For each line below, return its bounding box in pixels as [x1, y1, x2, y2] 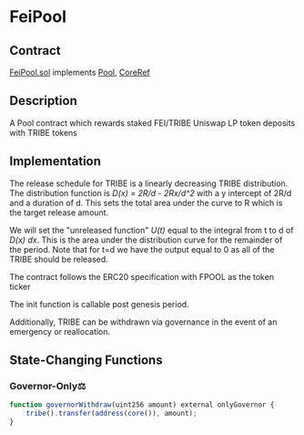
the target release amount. [9, 207, 109, 218]
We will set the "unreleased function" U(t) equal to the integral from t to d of [9, 224, 294, 235]
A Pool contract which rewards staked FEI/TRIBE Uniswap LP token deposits [9, 117, 296, 129]
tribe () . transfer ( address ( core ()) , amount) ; [25, 409, 198, 419]
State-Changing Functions [9, 353, 163, 368]
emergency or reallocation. [9, 326, 111, 337]
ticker [9, 281, 31, 292]
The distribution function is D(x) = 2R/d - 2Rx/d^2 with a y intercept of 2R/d [9, 187, 292, 198]
